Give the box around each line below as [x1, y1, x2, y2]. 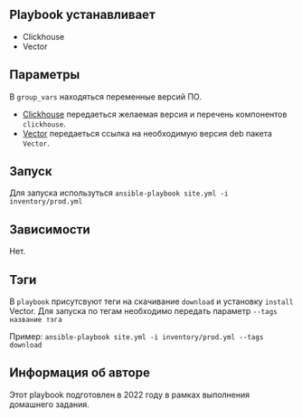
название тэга [9, 316, 63, 325]
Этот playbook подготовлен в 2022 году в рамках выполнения [9, 389, 250, 400]
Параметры [9, 67, 80, 82]
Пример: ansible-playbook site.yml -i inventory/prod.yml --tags [9, 331, 264, 342]
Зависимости [9, 222, 90, 237]
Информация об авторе [9, 366, 151, 381]
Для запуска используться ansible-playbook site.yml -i [9, 187, 229, 198]
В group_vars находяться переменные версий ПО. [9, 90, 202, 102]
